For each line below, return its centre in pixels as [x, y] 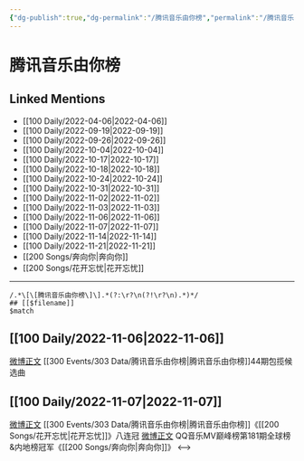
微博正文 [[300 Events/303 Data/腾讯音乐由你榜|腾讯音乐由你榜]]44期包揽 [147, 362]
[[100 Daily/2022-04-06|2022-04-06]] [95, 121]
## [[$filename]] [42, 303]
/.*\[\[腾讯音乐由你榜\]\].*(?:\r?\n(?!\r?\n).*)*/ [104, 295]
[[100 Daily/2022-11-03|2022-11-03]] [91, 207]
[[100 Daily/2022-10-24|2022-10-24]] [92, 178]
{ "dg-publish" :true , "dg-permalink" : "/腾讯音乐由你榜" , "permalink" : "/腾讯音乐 [152, 18]
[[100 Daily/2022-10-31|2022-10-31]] [91, 188]
